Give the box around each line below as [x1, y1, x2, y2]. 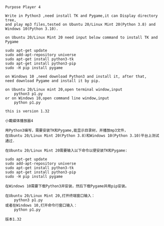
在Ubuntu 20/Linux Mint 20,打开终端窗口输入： [5, 193, 95, 198]
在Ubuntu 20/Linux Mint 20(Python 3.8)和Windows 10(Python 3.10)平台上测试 [5, 133, 160, 138]
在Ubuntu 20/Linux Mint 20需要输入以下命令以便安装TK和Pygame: [5, 148, 127, 153]
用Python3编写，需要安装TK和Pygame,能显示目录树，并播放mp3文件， [5, 128, 128, 133]
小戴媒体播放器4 [5, 118, 34, 123]
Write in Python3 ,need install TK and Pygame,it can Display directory [5, 13, 158, 18]
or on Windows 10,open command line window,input [5, 96, 110, 101]
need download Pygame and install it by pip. [5, 78, 100, 83]
